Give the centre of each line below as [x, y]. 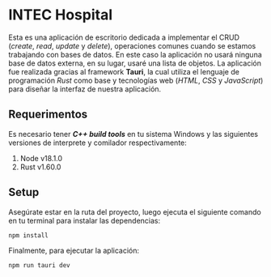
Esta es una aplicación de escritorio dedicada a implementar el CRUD [124, 37]
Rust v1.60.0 [40, 167]
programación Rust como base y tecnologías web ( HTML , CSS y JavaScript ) [136, 80]
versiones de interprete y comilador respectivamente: [98, 143]
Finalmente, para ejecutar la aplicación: [74, 251]
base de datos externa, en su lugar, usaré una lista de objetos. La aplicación [135, 63]
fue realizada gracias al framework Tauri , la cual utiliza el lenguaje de [124, 71]
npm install [28, 235]
